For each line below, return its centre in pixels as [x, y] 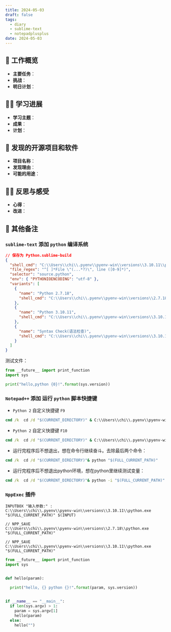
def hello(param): [25, 578]
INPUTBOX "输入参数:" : [29, 506]
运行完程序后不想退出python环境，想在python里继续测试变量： [79, 471]
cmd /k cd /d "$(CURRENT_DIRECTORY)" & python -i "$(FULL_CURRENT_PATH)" [85, 480]
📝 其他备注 [22, 228]
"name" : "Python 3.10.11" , [47, 312]
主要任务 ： [24, 74]
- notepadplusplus [30, 34]
